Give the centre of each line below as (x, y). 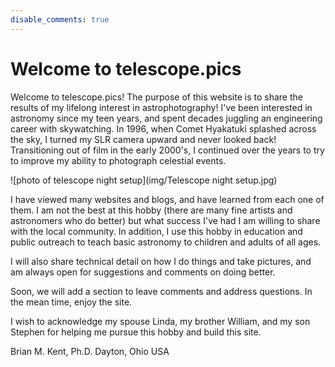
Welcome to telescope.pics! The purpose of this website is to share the (156, 97)
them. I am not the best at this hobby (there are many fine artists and (151, 210)
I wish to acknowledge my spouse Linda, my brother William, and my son (160, 321)
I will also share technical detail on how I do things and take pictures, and (161, 261)
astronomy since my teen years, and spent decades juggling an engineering (166, 118)
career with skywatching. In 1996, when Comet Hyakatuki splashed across (163, 128)
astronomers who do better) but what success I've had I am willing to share (165, 220)
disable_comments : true (60, 19)
